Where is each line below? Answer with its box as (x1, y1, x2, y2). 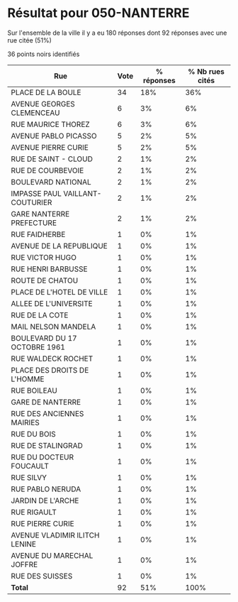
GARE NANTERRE (11, 209, 70, 219)
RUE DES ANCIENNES (11, 408, 84, 418)
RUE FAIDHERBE (11, 229, 66, 239)
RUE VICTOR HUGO (11, 252, 76, 262)
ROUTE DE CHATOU (11, 275, 79, 285)
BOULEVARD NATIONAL (11, 177, 92, 187)
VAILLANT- (63, 188, 102, 198)
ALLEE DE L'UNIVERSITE (11, 298, 93, 308)
